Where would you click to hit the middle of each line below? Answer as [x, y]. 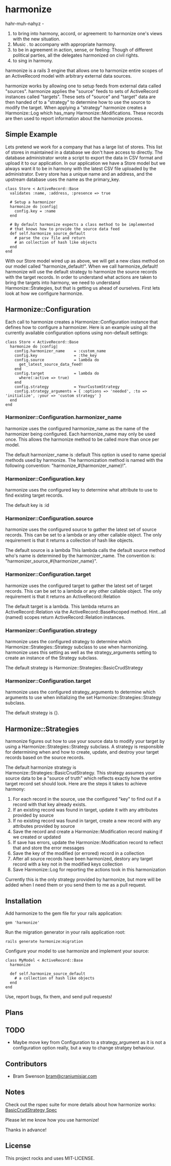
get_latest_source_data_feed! [51, 364]
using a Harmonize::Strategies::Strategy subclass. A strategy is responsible [84, 747]
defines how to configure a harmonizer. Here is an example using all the [81, 327]
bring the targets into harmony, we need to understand [63, 283]
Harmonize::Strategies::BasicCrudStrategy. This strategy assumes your [80, 773]
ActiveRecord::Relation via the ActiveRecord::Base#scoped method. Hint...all [86, 612]
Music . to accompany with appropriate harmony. [64, 44]
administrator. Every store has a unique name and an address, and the [79, 174]
